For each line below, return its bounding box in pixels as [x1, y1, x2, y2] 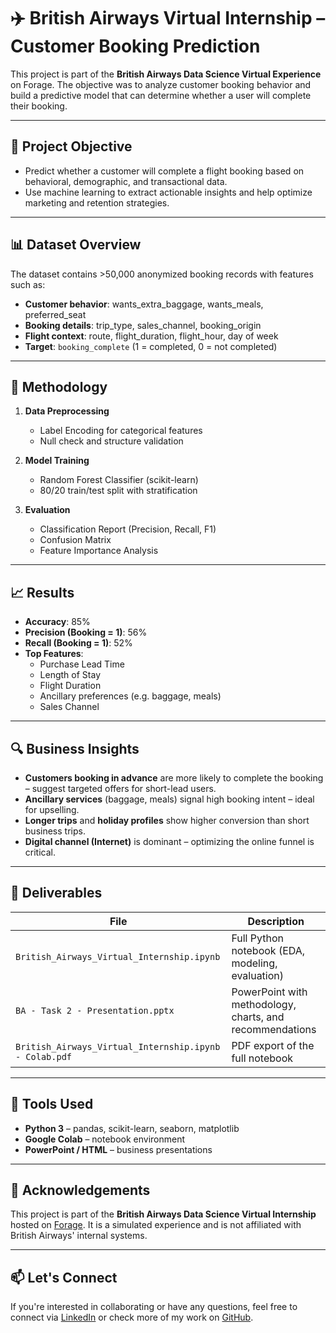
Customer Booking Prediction [10, 35, 261, 58]
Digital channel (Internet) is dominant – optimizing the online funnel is [24, 836, 315, 847]
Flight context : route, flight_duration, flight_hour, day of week [24, 330, 279, 342]
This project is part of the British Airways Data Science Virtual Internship [10, 1208, 317, 1220]
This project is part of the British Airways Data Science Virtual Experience [10, 68, 322, 80]
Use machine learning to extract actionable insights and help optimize [24, 186, 313, 198]
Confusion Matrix [39, 534, 112, 546]
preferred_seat [24, 308, 87, 320]
